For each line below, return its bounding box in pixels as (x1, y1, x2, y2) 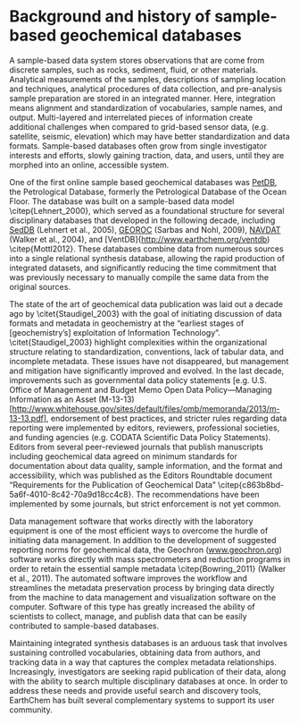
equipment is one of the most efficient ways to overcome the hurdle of (9, 525, 269, 536)
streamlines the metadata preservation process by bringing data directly (9, 582, 275, 592)
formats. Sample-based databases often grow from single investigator (9, 141, 268, 151)
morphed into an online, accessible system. (9, 159, 170, 170)
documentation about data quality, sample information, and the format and (9, 460, 283, 471)
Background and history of (9, 6, 212, 27)
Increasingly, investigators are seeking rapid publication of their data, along (9, 666, 287, 677)
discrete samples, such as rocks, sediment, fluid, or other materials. (9, 64, 259, 75)
